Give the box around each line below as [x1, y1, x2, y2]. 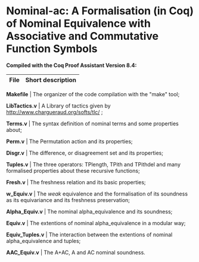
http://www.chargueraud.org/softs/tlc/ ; [6, 108, 103, 115]
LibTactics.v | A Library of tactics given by [6, 102, 111, 109]
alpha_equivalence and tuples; [6, 237, 81, 244]
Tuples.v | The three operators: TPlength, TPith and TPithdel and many [6, 160, 181, 168]
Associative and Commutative [6, 30, 159, 43]
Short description [25, 75, 76, 84]
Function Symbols [6, 42, 98, 56]
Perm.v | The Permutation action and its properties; [6, 138, 133, 145]
